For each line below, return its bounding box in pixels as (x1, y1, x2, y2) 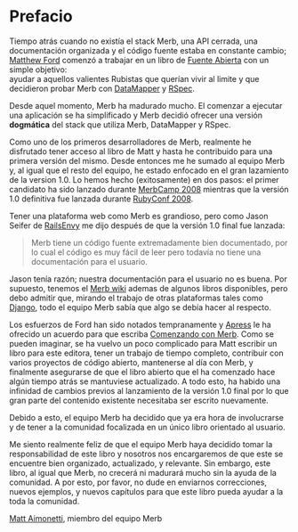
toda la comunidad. (9, 495, 80, 506)
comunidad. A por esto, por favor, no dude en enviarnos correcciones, (9, 477, 267, 487)
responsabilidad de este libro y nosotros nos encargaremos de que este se (9, 448, 284, 459)
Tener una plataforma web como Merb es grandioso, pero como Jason (9, 210, 269, 221)
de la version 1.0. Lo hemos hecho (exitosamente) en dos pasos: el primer (9, 174, 279, 184)
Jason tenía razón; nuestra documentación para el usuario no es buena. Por (9, 274, 287, 284)
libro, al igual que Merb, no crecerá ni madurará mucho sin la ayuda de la (9, 467, 278, 478)
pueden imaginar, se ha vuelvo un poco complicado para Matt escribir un (9, 338, 278, 348)
